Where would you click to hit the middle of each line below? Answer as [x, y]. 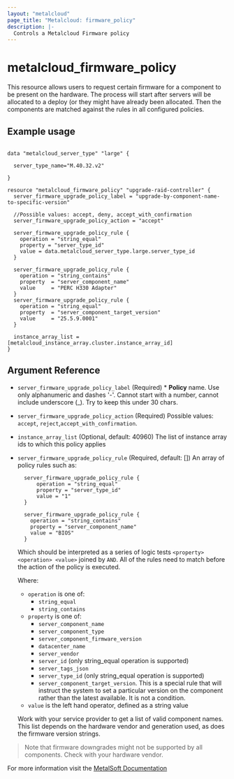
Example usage [41, 131]
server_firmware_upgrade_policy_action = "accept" [89, 221]
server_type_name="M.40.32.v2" [59, 166]
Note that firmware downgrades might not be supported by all [113, 747]
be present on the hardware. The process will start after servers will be [109, 94]
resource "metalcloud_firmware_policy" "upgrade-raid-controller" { [109, 190]
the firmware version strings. [59, 734]
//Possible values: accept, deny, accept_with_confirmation [103, 214]
